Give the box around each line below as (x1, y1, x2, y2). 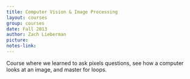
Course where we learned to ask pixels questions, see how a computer (6, 59, 184, 67)
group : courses (6, 20, 45, 26)
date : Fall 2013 (6, 26, 47, 32)
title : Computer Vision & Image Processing (6, 9, 118, 15)
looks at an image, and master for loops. (6, 66, 107, 73)
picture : (6, 37, 29, 43)
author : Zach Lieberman (6, 32, 67, 38)
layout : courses (6, 15, 47, 21)
